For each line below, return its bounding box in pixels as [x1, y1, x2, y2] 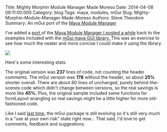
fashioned [5, 101, 26, 107]
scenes [5, 85, 20, 91]
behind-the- [134, 80, 159, 85]
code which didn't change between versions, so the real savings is [21, 85, 158, 91]
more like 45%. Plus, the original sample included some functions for [5, 90, 148, 96]
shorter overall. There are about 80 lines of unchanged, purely [5, 80, 133, 85]
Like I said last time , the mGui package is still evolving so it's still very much [5, 111, 161, 116]
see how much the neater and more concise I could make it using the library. [5, 40, 163, 46]
